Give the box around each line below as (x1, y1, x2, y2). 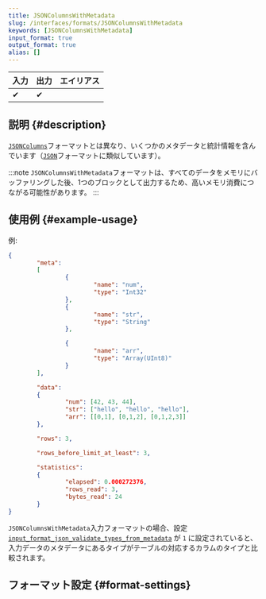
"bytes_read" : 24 (64, 493, 123, 501)
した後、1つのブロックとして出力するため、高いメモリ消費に (49, 177, 248, 187)
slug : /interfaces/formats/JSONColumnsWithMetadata (8, 19, 183, 27)
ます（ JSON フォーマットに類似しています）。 (21, 150, 165, 160)
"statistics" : (37, 463, 83, 471)
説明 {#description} (8, 118, 107, 132)
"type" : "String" (93, 318, 151, 326)
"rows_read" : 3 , (64, 485, 119, 493)
